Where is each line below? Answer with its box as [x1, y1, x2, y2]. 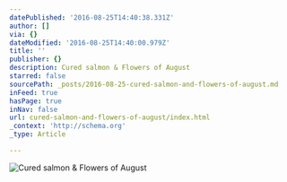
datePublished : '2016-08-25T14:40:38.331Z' [9, 13, 175, 22]
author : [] [9, 22, 50, 30]
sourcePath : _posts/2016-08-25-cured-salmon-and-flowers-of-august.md [9, 80, 279, 89]
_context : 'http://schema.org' [9, 122, 126, 131]
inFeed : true [9, 88, 58, 97]
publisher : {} [9, 55, 63, 64]
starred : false [9, 72, 66, 81]
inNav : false [9, 105, 58, 114]
